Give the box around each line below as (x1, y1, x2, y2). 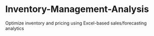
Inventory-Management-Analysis (5, 3, 149, 15)
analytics (5, 25, 24, 31)
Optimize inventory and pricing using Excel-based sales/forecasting (5, 20, 147, 26)
